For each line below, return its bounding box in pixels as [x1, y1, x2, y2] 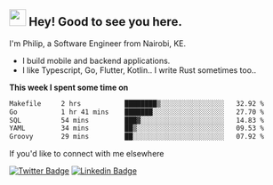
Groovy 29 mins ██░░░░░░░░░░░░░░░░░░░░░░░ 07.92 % [9, 133, 265, 141]
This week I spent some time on [9, 82, 129, 92]
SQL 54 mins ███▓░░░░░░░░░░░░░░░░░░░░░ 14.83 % [9, 116, 265, 125]
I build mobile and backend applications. [21, 55, 171, 66]
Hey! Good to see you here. [28, 14, 182, 29]
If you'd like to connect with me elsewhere [9, 149, 165, 159]
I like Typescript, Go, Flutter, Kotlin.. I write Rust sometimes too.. [21, 64, 256, 76]
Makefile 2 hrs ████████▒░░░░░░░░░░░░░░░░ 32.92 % [9, 99, 265, 108]
